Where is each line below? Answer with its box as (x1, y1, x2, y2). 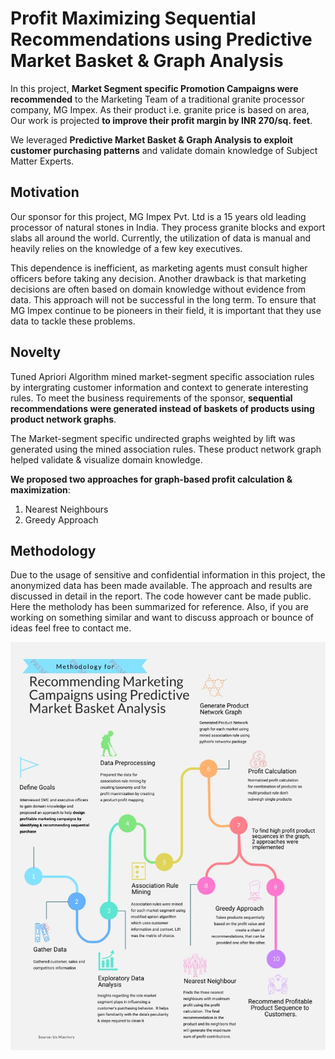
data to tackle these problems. (10, 315, 136, 327)
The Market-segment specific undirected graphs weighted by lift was (10, 432, 296, 444)
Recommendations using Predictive (10, 28, 313, 51)
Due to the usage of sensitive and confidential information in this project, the (10, 569, 326, 581)
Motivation (10, 184, 80, 201)
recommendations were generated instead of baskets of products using (10, 402, 315, 414)
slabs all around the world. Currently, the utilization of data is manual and (10, 232, 312, 244)
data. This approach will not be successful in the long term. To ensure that (10, 293, 317, 306)
